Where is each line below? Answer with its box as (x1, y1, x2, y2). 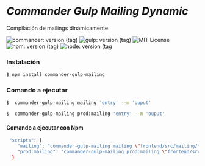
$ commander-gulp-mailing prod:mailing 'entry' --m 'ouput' (6, 111, 165, 117)
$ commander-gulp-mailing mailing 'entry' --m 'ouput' (6, 100, 151, 106)
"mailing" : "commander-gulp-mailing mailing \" (17, 143, 140, 150)
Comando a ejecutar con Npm (6, 123, 84, 131)
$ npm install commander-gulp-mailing (6, 72, 105, 78)
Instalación (6, 58, 40, 66)
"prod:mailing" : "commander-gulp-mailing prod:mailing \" (17, 149, 168, 155)
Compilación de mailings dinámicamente (6, 24, 109, 32)
